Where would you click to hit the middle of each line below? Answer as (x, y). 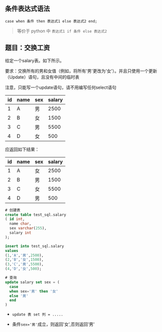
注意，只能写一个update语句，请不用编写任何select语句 (61, 87)
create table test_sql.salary (36, 215)
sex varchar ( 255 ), (28, 228)
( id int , (15, 219)
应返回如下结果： (22, 149)
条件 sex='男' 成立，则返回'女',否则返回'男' (53, 324)
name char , (20, 224)
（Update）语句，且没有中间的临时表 (42, 77)
